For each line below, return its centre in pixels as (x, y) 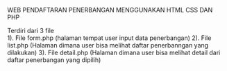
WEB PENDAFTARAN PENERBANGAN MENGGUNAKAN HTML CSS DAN (110, 10)
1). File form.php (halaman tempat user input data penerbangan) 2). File (109, 38)
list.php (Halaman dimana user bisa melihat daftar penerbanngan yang (108, 45)
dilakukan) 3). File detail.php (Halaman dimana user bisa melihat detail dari (114, 52)
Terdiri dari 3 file (31, 31)
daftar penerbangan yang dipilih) (54, 60)
